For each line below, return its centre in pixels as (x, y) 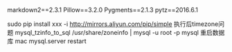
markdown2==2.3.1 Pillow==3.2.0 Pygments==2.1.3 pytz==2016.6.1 (103, 10)
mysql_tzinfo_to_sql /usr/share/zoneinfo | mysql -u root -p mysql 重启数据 (120, 32)
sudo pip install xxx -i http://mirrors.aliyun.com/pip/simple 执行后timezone (113, 24)
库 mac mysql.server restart (47, 41)
